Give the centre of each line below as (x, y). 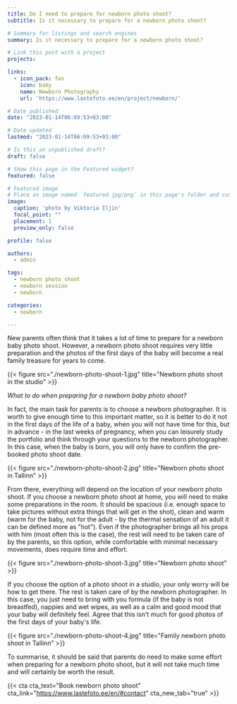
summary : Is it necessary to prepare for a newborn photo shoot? (105, 40)
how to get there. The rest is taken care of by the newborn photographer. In (117, 592)
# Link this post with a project (56, 53)
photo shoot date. (56, 454)
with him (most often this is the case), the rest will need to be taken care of (116, 534)
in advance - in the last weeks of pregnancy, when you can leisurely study (115, 432)
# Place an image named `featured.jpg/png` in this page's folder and (113, 195)
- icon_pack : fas (39, 79)
